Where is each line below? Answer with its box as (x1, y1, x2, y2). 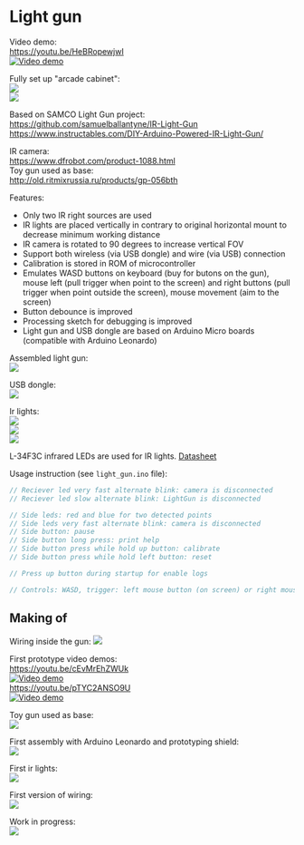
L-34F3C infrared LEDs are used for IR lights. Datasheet (9, 451, 217, 461)
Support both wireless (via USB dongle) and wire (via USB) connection (22, 248, 286, 259)
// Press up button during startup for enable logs (9, 568, 208, 578)
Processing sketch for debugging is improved (22, 316, 193, 326)
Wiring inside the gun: (9, 636, 92, 646)
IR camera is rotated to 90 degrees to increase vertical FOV (22, 238, 244, 249)
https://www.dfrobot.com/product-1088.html (9, 155, 176, 166)
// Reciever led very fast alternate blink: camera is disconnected (9, 485, 273, 495)
